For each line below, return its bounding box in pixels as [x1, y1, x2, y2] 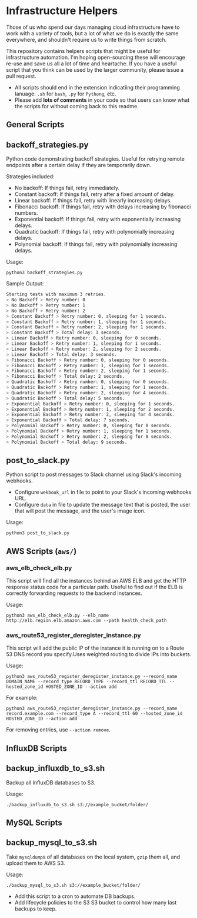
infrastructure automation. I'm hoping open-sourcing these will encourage [6, 54, 185, 61]
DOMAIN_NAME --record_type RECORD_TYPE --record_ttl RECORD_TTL [6, 678, 167, 685]
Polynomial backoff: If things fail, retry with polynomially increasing [14, 241, 178, 248]
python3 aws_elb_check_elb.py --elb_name [6, 613, 109, 618]
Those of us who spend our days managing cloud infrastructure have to [6, 24, 181, 31]
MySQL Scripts [6, 818, 63, 828]
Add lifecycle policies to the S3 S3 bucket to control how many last [14, 899, 177, 906]
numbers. [14, 209, 38, 217]
